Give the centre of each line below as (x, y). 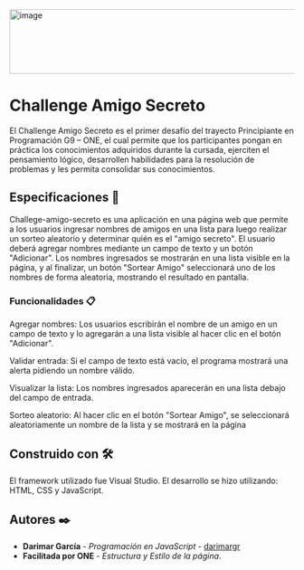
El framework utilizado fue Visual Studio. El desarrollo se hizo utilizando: (144, 480)
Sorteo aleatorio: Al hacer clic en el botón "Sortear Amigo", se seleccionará (149, 415)
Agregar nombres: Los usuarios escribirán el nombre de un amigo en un (143, 324)
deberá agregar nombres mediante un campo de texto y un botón (131, 248)
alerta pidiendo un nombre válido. (72, 371)
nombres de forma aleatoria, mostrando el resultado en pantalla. (129, 277)
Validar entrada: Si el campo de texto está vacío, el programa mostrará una (149, 361)
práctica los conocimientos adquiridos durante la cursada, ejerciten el (139, 149)
